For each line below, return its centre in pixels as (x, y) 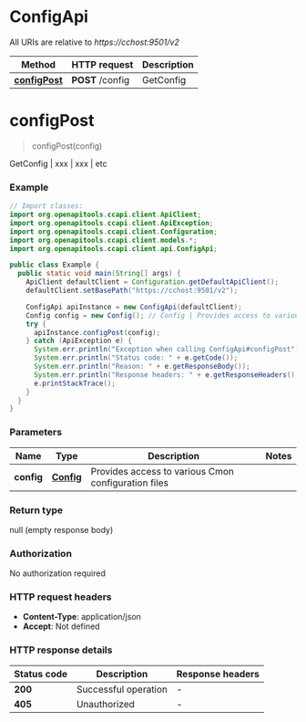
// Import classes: (46, 206)
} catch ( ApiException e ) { (79, 341)
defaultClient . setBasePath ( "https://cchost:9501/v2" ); (132, 291)
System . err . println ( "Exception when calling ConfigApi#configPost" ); (168, 350)
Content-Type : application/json (82, 617)
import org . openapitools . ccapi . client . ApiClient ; (106, 215)
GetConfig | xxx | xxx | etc (58, 163)
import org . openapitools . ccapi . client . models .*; (103, 240)
